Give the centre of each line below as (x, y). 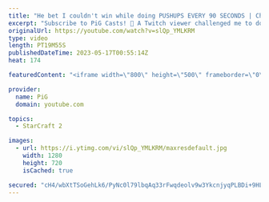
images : (21, 141)
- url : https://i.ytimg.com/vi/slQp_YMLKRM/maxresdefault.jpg (121, 148)
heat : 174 (25, 61)
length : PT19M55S (37, 46)
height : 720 (42, 163)
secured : (23, 185)
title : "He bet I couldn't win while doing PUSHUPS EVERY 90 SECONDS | (130, 16)
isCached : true (48, 170)
